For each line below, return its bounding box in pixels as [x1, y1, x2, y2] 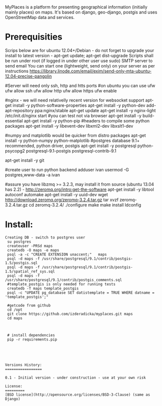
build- [142, 113, 155, 118]
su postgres [7, 239, 31, 244]
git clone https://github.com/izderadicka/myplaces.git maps [7, 311, 133, 316]
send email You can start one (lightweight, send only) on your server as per [5, 63, 155, 68]
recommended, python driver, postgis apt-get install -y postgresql [5, 143, 137, 149]
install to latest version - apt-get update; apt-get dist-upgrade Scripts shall [5, 52, 154, 58]
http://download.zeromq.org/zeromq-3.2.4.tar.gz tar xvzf [5, 197, 119, 203]
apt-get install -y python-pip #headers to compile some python [24, 118, 150, 123]
